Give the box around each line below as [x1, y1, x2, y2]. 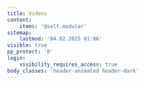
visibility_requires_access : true [19, 61, 118, 68]
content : [7, 16, 32, 23]
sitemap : [7, 29, 32, 36]
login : [7, 55, 26, 62]
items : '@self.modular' [19, 23, 88, 29]
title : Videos [7, 10, 48, 17]
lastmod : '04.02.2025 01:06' [19, 36, 103, 42]
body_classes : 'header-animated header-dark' [7, 67, 139, 74]
